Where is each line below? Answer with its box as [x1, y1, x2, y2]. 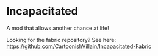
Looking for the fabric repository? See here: [6, 36, 117, 43]
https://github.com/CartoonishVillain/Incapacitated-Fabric [6, 43, 152, 50]
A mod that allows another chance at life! [6, 24, 109, 32]
